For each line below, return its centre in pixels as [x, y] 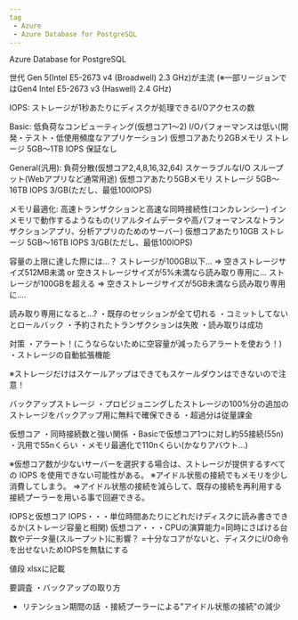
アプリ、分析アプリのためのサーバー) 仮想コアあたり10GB [153, 232]
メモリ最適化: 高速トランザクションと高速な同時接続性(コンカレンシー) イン [148, 209]
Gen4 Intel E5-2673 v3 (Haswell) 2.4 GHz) [94, 89]
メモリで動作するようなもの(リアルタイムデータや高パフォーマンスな [135, 220]
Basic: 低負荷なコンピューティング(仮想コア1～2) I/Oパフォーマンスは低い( [145, 126]
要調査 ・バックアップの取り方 [65, 588]
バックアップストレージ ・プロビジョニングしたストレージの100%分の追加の [149, 404]
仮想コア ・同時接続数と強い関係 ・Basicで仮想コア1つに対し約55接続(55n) [147, 434]
